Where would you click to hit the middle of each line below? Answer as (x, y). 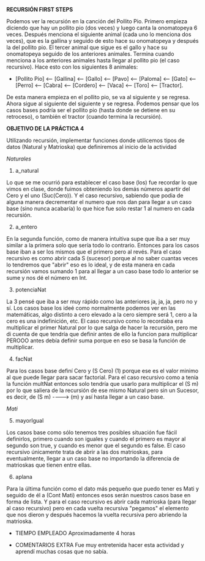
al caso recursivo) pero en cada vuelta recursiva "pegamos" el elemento (98, 508)
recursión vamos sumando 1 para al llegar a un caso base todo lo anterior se (102, 271)
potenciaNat (31, 290)
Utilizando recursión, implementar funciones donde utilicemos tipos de (95, 140)
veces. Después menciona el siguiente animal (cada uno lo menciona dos (99, 34)
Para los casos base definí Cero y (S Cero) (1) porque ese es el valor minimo (102, 371)
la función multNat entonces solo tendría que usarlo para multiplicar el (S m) (102, 384)
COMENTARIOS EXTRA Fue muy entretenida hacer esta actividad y (100, 545)
